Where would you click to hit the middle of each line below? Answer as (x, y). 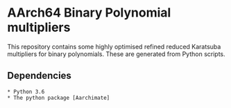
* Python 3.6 (26, 91)
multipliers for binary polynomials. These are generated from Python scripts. (116, 54)
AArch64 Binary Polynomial (89, 13)
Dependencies (39, 76)
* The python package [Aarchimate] (59, 98)
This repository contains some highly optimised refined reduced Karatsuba (114, 46)
